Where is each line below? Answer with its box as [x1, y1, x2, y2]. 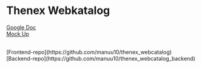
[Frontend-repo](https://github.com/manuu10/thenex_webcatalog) [6, 48, 172, 55]
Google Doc [6, 24, 36, 31]
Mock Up [6, 30, 29, 37]
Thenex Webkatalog [6, 4, 111, 18]
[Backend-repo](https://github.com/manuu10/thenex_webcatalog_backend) [6, 55, 196, 62]
